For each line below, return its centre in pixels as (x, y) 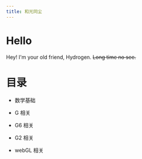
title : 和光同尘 (24, 11)
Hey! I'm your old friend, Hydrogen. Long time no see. (71, 57)
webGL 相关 (29, 150)
